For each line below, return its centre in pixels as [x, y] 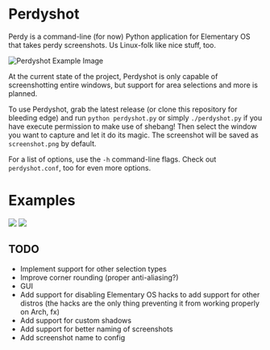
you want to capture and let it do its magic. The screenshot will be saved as [134, 135]
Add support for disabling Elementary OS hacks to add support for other [140, 294]
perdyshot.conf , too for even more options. [80, 167]
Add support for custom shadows [75, 320]
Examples [42, 201]
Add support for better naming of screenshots [96, 329]
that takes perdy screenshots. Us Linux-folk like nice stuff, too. [112, 44]
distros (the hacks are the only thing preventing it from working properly [140, 303]
